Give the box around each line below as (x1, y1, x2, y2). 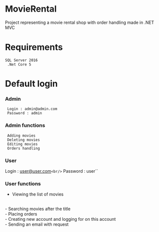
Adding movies (7, 133, 36, 138)
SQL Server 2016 (5, 57, 38, 63)
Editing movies (7, 142, 38, 146)
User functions (5, 180, 41, 187)
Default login (5, 78, 58, 89)
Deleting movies (7, 137, 40, 142)
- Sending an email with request (5, 221, 69, 227)
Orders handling (7, 146, 40, 151)
